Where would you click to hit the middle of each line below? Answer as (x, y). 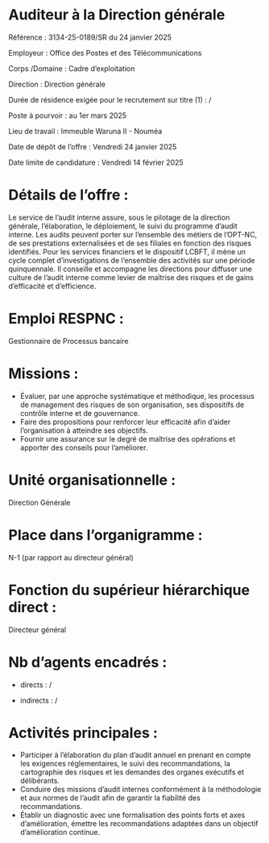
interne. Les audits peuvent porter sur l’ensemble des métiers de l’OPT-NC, (133, 234)
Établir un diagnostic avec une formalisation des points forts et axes (132, 815)
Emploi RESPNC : (66, 319)
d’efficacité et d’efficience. (52, 286)
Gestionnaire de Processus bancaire (68, 341)
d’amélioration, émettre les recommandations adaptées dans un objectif (139, 824)
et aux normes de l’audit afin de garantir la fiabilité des (110, 798)
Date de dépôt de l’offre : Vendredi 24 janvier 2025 (93, 146)
